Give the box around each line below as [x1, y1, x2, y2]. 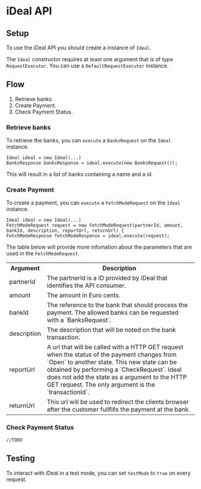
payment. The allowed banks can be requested [47, 308, 179, 317]
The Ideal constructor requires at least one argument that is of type [6, 56, 173, 62]
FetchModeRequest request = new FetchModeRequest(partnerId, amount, [6, 222, 184, 229]
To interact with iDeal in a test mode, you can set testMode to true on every [6, 469, 191, 476]
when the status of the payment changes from [47, 350, 177, 359]
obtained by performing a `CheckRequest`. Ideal [47, 365, 182, 374]
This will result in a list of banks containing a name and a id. [6, 171, 153, 178]
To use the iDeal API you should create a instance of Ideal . [6, 44, 151, 51]
